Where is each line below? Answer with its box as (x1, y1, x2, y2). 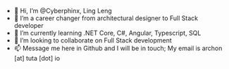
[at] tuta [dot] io (13, 54, 61, 62)
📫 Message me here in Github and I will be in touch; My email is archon (13, 44, 223, 52)
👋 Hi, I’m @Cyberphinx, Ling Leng (13, 7, 113, 15)
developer (13, 22, 44, 29)
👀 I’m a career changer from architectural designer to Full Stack (13, 14, 199, 22)
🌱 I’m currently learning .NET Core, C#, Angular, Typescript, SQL (13, 29, 202, 37)
